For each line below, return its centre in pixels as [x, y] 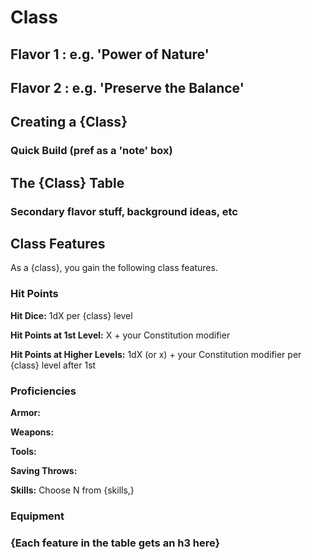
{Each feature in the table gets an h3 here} [115, 543]
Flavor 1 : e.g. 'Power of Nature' [110, 54]
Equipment [37, 516]
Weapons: [32, 432]
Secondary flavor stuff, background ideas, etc [124, 211]
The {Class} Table [67, 182]
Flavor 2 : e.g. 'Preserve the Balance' [127, 87]
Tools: [23, 451]
